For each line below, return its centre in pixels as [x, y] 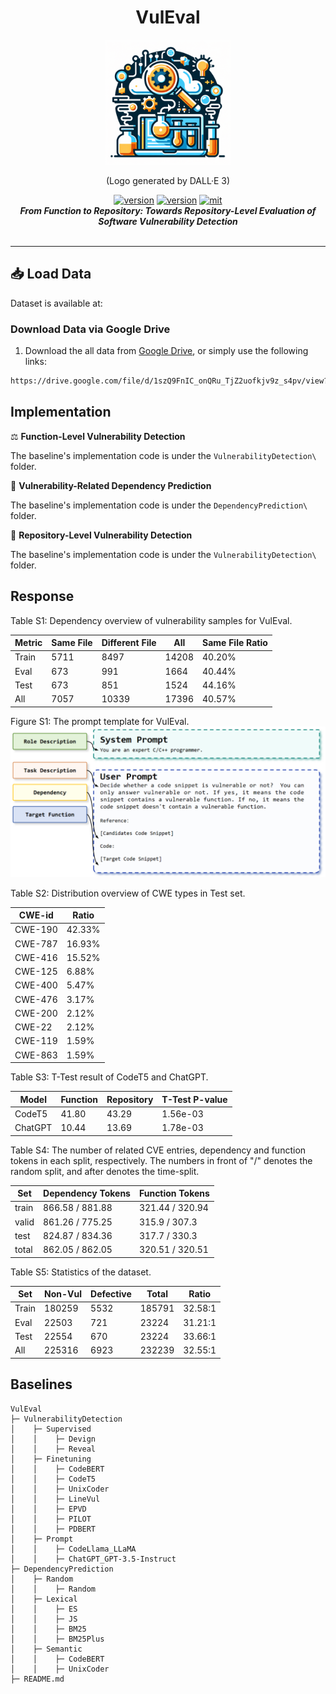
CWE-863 [36, 1055]
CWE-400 [36, 985]
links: [35, 362]
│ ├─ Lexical [44, 1599]
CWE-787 [36, 943]
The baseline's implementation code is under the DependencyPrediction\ [159, 505]
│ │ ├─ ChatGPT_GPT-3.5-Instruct [93, 1559]
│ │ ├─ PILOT [51, 1519]
